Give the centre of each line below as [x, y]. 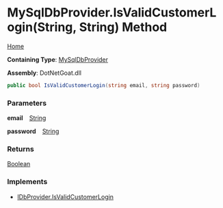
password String [33, 131]
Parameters [27, 103]
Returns [21, 149]
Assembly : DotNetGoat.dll [44, 73]
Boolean [19, 164]
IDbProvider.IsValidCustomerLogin [65, 196]
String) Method [123, 27]
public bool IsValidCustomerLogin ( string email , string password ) [104, 85]
